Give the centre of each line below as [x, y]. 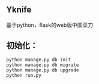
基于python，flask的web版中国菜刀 [50, 25]
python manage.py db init [38, 60]
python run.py [24, 75]
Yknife [19, 10]
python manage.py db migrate [43, 65]
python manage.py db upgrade [43, 70]
